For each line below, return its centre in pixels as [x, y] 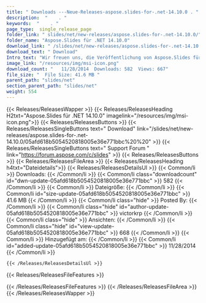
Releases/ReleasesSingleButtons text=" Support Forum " [78, 148]
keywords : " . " [33, 23]
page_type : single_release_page [49, 29]
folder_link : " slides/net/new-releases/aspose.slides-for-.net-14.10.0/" [104, 35]
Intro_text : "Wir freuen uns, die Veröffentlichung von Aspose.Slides [98, 58]
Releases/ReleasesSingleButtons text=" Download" [71, 129]
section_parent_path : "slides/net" [52, 86]
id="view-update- [92, 226]
